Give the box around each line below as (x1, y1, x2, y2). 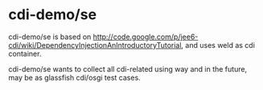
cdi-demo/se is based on (8, 32, 92, 41)
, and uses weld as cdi (180, 40, 256, 49)
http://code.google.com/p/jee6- (92, 32, 199, 41)
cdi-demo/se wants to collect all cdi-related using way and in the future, (8, 64, 248, 73)
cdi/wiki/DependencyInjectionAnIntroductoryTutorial (8, 40, 182, 49)
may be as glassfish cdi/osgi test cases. (8, 72, 141, 82)
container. (8, 49, 42, 58)
